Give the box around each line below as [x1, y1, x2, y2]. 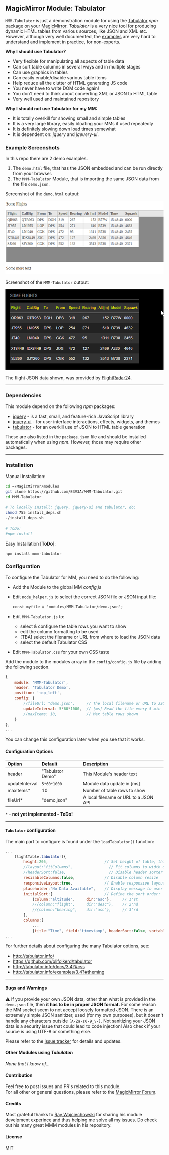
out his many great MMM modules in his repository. [5, 1122, 112, 1128]
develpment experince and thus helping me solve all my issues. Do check [5, 1117, 157, 1123]
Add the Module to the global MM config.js [12, 584, 102, 590]
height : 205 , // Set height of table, [23, 859, 156, 864]
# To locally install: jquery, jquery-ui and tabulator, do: [5, 505, 136, 510]
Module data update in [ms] [82, 780, 141, 786]
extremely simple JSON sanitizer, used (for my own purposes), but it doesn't [5, 1012, 164, 1018]
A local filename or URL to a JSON [82, 794, 154, 800]
